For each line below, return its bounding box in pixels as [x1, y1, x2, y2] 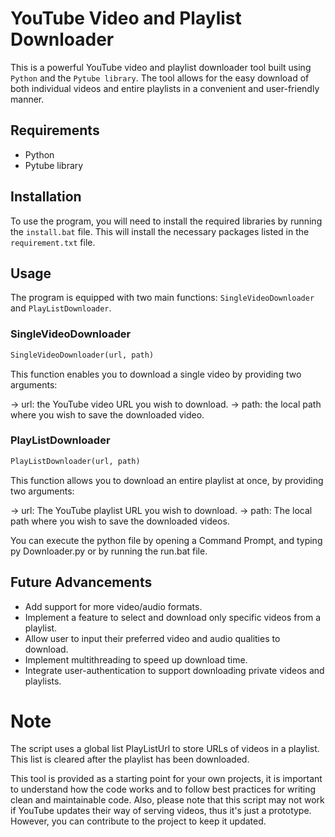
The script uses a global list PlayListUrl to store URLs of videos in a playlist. [10, 743, 320, 755]
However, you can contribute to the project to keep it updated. [10, 815, 267, 827]
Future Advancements [10, 574, 153, 591]
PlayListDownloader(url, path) [10, 456, 141, 466]
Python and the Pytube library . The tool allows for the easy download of [10, 72, 310, 84]
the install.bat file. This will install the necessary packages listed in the [10, 225, 310, 237]
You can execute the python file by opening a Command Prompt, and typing [10, 534, 323, 546]
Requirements [10, 122, 100, 139]
